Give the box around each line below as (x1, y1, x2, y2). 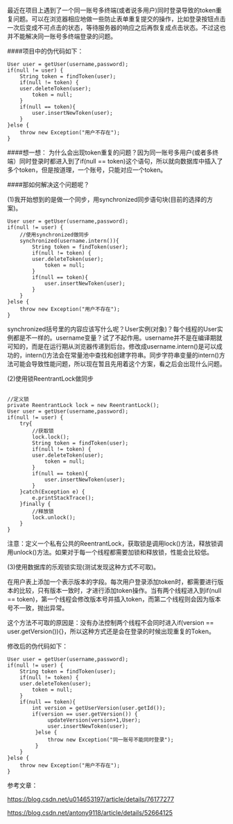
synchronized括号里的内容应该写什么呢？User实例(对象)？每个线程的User (7, 325, 217, 333)
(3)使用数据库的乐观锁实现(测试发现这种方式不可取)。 (7, 563, 160, 571)
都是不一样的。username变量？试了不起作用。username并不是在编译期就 (12, 333, 223, 342)
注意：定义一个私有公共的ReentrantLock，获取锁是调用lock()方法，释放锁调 (7, 539, 223, 548)
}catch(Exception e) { (19, 489, 85, 496)
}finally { (19, 500, 51, 507)
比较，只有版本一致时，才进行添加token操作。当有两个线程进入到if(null (19, 587, 222, 594)
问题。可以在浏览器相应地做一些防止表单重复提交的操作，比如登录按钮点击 (12, 15, 226, 23)
